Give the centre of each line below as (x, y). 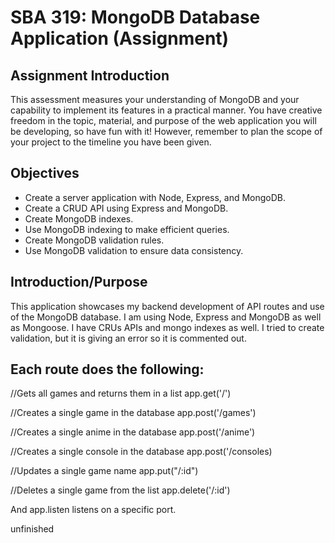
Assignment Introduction (90, 75)
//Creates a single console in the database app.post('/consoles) (141, 452)
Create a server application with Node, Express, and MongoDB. (155, 197)
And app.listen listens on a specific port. (93, 510)
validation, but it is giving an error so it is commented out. (128, 338)
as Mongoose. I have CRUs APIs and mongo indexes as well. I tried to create (167, 327)
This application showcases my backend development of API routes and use (167, 306)
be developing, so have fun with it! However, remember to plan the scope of (166, 131)
